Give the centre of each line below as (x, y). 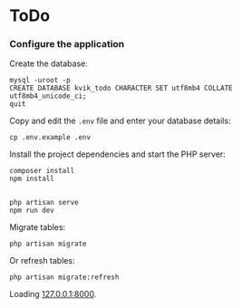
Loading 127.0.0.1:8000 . (53, 294)
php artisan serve (44, 203)
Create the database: (49, 63)
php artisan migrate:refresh (64, 277)
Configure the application (67, 44)
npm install (32, 179)
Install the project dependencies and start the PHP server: (118, 154)
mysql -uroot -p (40, 81)
